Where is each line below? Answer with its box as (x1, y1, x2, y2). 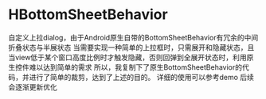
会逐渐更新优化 (8, 82, 57, 92)
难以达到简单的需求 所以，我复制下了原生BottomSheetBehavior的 (29, 62, 243, 72)
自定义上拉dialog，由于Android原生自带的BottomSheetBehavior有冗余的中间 (8, 32, 259, 42)
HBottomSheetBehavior (8, 6, 169, 24)
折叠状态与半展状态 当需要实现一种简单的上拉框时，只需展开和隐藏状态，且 (8, 42, 255, 52)
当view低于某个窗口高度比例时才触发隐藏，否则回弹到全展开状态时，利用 (8, 52, 247, 62)
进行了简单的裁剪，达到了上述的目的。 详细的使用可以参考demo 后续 (29, 72, 255, 82)
